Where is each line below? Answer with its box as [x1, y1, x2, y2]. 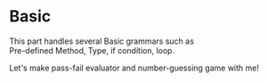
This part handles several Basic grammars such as [9, 36, 194, 46]
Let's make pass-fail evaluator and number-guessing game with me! [9, 62, 260, 73]
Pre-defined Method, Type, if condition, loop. [9, 45, 175, 55]
